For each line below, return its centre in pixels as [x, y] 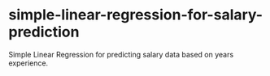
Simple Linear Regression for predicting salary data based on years [121, 54]
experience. [28, 63]
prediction [44, 32]
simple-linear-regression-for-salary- [135, 15]
